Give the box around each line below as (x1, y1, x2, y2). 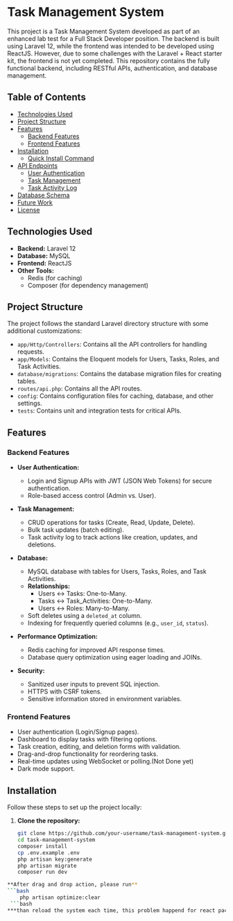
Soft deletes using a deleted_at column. (27, 612, 142, 620)
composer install (17, 843, 68, 850)
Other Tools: (17, 266, 54, 275)
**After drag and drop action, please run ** (7, 881, 138, 888)
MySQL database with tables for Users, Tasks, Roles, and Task (27, 567, 207, 576)
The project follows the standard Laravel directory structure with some (7, 320, 209, 328)
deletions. (27, 540, 56, 549)
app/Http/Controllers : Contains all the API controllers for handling (17, 341, 207, 349)
